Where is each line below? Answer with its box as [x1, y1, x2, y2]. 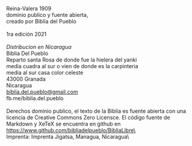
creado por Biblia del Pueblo [6, 17, 76, 25]
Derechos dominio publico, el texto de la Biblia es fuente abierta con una [6, 107, 187, 115]
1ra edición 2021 [6, 31, 47, 37]
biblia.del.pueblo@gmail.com [6, 88, 78, 95]
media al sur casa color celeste [6, 69, 84, 76]
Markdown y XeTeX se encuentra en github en [6, 120, 121, 127]
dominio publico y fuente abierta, [6, 11, 88, 18]
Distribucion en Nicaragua [6, 43, 72, 50]
